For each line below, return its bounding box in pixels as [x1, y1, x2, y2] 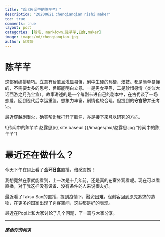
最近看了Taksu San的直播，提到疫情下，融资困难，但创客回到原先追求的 [5, 193, 151, 199]
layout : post [5, 26, 32, 30]
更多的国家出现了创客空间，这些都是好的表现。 [18, 200, 113, 206]
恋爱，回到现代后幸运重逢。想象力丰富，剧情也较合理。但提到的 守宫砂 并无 [5, 97, 156, 103]
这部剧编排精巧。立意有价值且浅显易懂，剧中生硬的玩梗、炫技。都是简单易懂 [5, 79, 160, 85]
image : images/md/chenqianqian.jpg [5, 35, 78, 40]
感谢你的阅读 [5, 227, 31, 233]
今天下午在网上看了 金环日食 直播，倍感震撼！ [5, 166, 96, 172]
